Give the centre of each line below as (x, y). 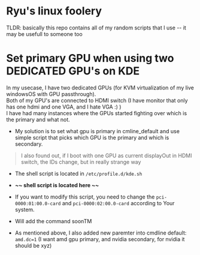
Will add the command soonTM (53, 221)
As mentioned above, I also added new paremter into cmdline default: (101, 233)
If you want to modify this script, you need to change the (85, 197)
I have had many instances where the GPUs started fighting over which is (97, 113)
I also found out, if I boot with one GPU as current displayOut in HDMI (106, 155)
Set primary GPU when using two (90, 58)
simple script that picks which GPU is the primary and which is (92, 137)
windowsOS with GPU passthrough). (51, 94)
